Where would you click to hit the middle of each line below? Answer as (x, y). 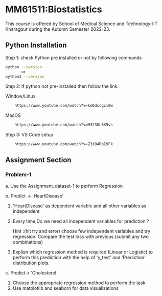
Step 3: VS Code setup (29, 135)
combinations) (28, 242)
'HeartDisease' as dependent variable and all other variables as (79, 206)
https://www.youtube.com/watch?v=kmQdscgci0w (64, 106)
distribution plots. (31, 263)
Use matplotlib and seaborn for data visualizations (65, 288)
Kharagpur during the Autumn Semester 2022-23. (58, 29)
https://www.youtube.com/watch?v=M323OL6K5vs (64, 125)
